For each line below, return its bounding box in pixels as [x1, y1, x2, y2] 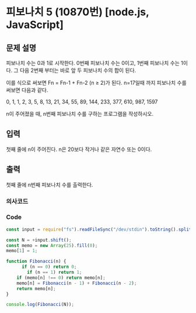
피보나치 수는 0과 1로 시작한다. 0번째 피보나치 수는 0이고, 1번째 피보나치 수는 [6, 60, 180, 66]
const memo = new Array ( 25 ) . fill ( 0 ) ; [6, 242, 98, 249]
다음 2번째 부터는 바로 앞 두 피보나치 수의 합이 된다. [19, 67, 136, 74]
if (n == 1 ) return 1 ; [27, 270, 82, 276]
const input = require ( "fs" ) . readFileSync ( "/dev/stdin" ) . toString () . [6, 226, 179, 232]
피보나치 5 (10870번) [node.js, [6, 5, 149, 19]
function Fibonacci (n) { [6, 259, 66, 264]
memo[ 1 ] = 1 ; [6, 248, 38, 254]
